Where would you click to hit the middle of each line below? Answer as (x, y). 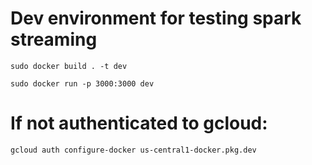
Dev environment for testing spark (156, 18)
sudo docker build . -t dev (69, 66)
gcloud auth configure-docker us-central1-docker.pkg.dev (133, 150)
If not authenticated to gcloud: (139, 123)
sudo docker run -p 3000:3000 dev (82, 83)
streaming (54, 39)
